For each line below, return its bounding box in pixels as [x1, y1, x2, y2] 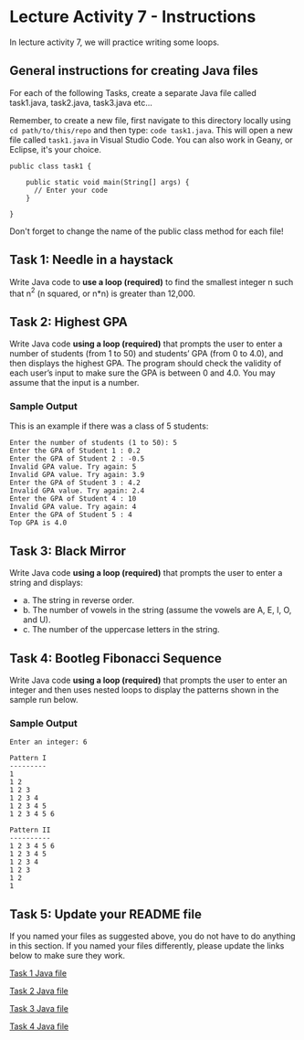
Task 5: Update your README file [9, 907, 203, 922]
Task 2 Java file [9, 985, 68, 997]
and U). [22, 614, 51, 625]
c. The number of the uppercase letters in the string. [22, 624, 221, 635]
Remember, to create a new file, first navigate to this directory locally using [9, 114, 291, 125]
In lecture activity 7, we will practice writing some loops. [9, 37, 220, 48]
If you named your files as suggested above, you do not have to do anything [9, 930, 296, 942]
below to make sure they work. [9, 950, 126, 961]
